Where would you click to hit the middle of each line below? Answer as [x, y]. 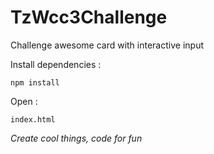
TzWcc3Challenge [89, 17]
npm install [35, 82]
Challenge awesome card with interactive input [107, 45]
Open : [24, 101]
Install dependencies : [56, 64]
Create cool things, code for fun [76, 138]
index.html [33, 119]
